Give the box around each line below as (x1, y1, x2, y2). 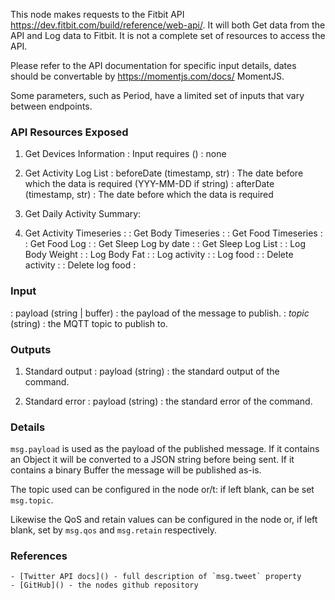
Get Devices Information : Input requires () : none (24, 148, 227, 160)
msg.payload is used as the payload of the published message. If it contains (10, 443, 320, 455)
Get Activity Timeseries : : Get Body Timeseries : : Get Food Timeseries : (24, 227, 323, 239)
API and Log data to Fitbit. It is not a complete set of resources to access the (10, 30, 326, 41)
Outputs (10, 342, 52, 356)
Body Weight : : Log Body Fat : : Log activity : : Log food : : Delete (24, 249, 294, 261)
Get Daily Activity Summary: (24, 208, 142, 220)
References (10, 549, 68, 563)
